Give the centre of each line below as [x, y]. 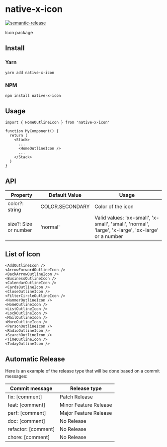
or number [20, 230]
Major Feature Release [86, 413]
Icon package [19, 32]
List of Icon [23, 254]
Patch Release [76, 397]
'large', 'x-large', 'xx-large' [126, 230]
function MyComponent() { [32, 131]
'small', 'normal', [130, 224]
